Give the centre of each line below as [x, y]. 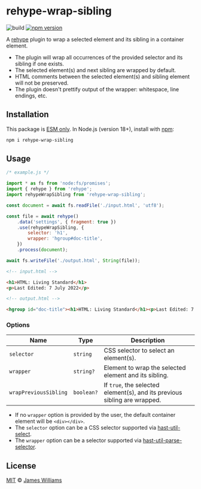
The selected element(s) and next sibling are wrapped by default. [95, 70]
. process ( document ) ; [42, 250]
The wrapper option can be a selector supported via [78, 440]
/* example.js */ [28, 172]
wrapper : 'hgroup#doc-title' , [65, 238]
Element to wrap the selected [145, 368]
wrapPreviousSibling [38, 393]
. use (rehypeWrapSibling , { [51, 227]
